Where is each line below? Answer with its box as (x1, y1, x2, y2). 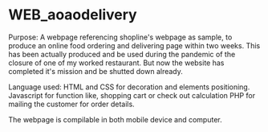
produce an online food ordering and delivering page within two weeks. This (8, 40, 261, 50)
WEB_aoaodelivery (8, 6, 138, 24)
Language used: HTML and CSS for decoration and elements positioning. (8, 82, 250, 92)
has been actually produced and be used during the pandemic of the (8, 49, 236, 59)
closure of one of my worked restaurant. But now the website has (8, 58, 225, 68)
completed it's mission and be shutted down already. (8, 66, 183, 76)
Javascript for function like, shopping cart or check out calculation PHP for (8, 90, 255, 100)
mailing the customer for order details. (8, 99, 135, 109)
